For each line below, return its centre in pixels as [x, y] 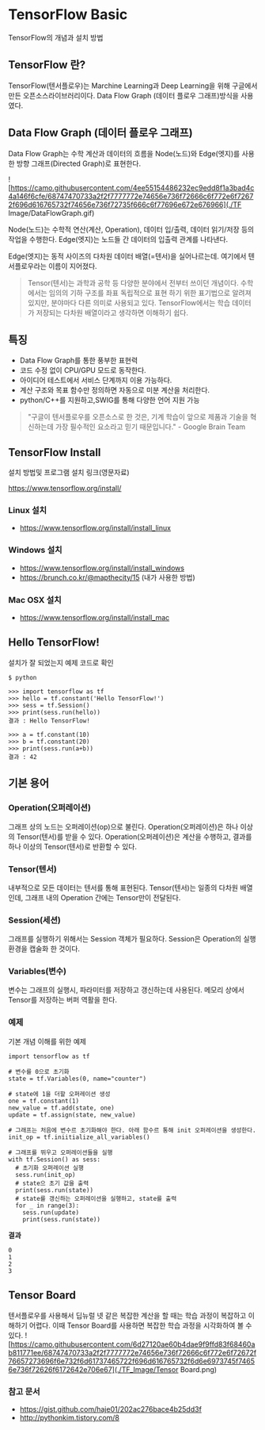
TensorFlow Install [55, 452]
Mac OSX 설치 [35, 600]
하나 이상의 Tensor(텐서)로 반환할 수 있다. [72, 846]
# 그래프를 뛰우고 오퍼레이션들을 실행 [61, 1152]
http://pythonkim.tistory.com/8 [70, 1417]
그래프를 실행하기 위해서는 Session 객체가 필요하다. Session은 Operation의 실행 [132, 939]
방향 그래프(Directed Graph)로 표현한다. [78, 163]
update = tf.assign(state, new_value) [72, 1115]
